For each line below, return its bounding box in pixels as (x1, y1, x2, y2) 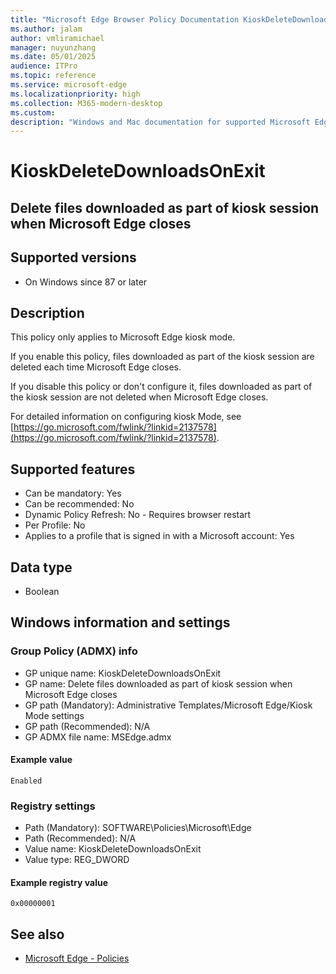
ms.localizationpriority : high (10, 89, 141, 99)
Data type (10, 559, 73, 576)
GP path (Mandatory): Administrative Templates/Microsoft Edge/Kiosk (24, 699, 313, 711)
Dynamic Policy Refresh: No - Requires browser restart (24, 509, 252, 521)
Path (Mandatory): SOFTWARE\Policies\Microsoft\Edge (24, 822, 252, 834)
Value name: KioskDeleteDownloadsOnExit (24, 843, 202, 855)
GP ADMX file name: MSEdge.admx (24, 731, 172, 743)
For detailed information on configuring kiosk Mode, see (10, 411, 242, 423)
